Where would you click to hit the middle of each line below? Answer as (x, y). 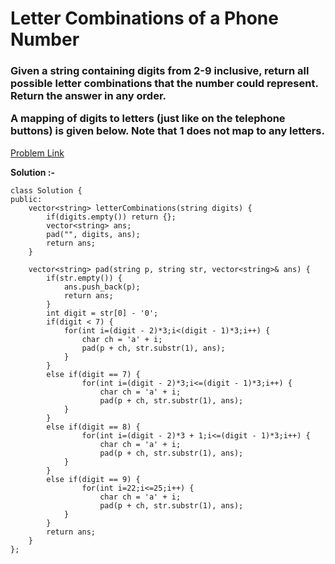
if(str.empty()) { (84, 278)
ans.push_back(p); (102, 287)
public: (26, 199)
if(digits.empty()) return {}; (111, 217)
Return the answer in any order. (88, 96)
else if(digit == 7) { (93, 374)
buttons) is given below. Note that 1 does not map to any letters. (167, 131)
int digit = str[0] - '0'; (102, 313)
